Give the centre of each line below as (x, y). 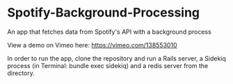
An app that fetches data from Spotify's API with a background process (110, 32)
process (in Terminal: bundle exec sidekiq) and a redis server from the (108, 65)
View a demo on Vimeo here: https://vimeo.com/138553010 (92, 45)
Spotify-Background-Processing (104, 13)
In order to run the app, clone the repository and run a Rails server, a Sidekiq (116, 58)
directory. (21, 73)
